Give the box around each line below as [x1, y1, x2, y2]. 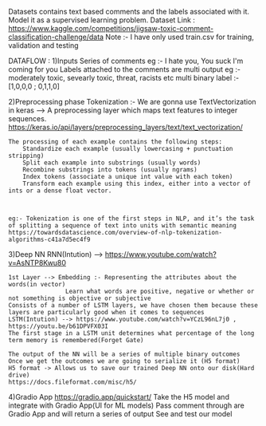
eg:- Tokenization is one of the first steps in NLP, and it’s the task [8, 215, 255, 223]
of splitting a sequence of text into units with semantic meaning [8, 222, 237, 230]
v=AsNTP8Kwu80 [8, 258, 66, 267]
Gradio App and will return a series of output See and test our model [8, 409, 233, 418]
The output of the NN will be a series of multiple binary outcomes [8, 350, 241, 358]
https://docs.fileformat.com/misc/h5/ [8, 378, 137, 386]
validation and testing [8, 41, 79, 50]
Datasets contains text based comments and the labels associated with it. [8, 7, 249, 16]
